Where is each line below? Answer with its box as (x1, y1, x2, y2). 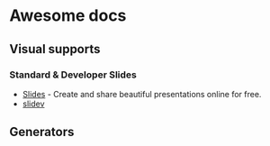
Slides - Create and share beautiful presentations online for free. (22, 88, 262, 99)
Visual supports (9, 41, 101, 57)
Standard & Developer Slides (9, 68, 137, 81)
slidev (22, 98, 45, 109)
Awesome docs (9, 5, 127, 26)
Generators (9, 124, 75, 140)
